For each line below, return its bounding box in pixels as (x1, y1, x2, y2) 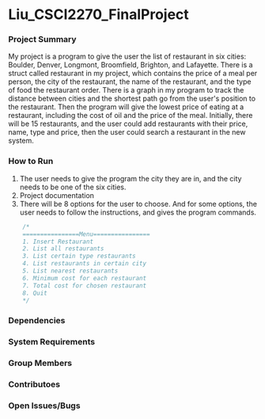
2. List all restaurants (22, 245, 104, 253)
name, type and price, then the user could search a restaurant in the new (8, 128, 246, 137)
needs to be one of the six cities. (19, 182, 127, 192)
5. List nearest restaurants (22, 267, 119, 275)
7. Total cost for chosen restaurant (22, 281, 147, 290)
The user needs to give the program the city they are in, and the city (19, 173, 242, 183)
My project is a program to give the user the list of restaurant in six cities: (8, 51, 247, 61)
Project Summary (8, 34, 77, 45)
